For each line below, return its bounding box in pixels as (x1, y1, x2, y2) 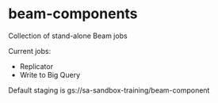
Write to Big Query (19, 70, 81, 79)
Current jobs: (8, 46, 52, 55)
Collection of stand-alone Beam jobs (8, 31, 128, 40)
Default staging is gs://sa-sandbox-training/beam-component (8, 85, 210, 95)
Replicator (19, 61, 54, 71)
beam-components (8, 5, 138, 23)
